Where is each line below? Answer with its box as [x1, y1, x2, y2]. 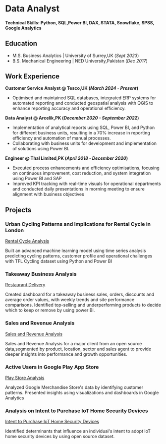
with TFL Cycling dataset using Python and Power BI [5, 258, 112, 264]
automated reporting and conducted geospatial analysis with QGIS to [12, 100, 154, 106]
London [5, 227, 24, 234]
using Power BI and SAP [12, 176, 62, 182]
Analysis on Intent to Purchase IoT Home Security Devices [5, 407, 148, 414]
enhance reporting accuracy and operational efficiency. [12, 105, 126, 112]
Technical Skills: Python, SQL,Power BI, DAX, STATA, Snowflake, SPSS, [5, 19, 155, 25]
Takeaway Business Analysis [5, 271, 77, 278]
